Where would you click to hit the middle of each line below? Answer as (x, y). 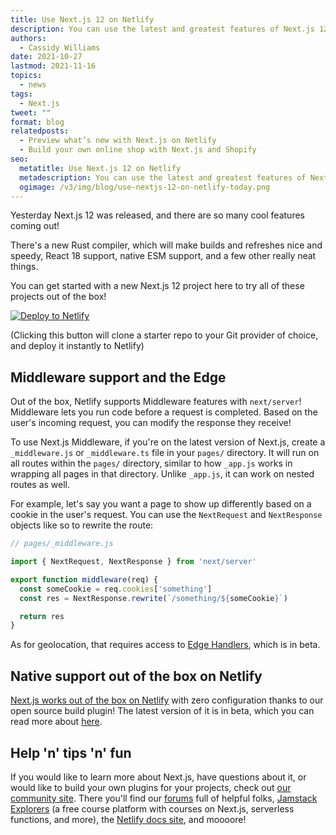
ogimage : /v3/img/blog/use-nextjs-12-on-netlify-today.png (145, 187)
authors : (28, 38)
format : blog (37, 122)
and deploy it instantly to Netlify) (77, 346)
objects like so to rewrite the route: (82, 525)
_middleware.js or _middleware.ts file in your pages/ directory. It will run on (165, 453)
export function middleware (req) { (84, 579)
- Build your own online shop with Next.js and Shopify (138, 150)
